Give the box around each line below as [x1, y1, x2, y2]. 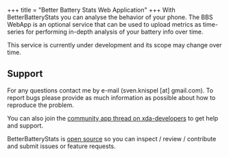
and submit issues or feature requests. [7, 142, 116, 150]
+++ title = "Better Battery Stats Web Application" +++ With [7, 6, 176, 14]
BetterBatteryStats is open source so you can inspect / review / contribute [7, 134, 217, 143]
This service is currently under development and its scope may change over [7, 41, 222, 49]
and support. [7, 121, 43, 130]
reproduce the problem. [7, 101, 74, 109]
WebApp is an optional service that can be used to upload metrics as [7, 21, 202, 28]
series [7, 27, 25, 36]
